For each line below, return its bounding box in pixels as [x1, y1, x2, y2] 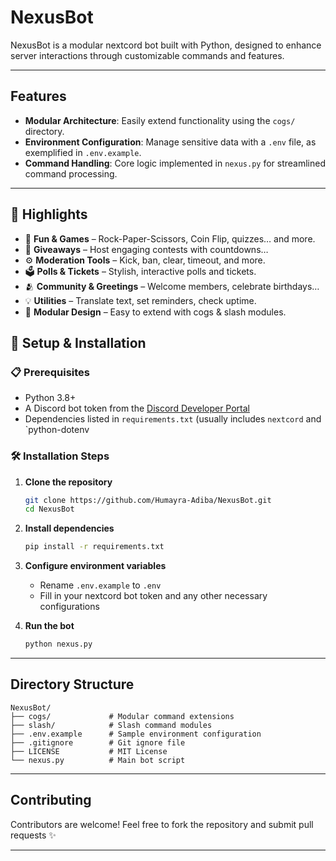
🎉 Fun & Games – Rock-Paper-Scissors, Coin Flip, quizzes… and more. [24, 232, 316, 245]
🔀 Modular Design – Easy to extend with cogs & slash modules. [24, 306, 287, 318]
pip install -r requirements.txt [24, 542, 165, 552]
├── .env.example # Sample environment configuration [10, 729, 262, 739]
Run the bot [24, 620, 75, 632]
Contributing [10, 792, 92, 809]
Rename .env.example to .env [39, 579, 162, 591]
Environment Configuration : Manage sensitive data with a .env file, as [24, 136, 317, 148]
